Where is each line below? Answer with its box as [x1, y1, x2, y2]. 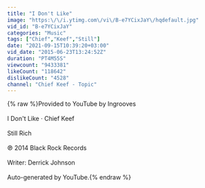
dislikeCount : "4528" [7, 74, 70, 82]
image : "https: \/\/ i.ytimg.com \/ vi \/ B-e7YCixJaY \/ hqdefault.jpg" [7, 17, 199, 23]
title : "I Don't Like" [7, 10, 72, 17]
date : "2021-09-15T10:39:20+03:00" [7, 42, 110, 49]
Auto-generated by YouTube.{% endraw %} [7, 173, 132, 182]
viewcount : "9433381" [7, 62, 70, 68]
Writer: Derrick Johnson [7, 158, 76, 167]
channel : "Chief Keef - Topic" [7, 81, 97, 88]
